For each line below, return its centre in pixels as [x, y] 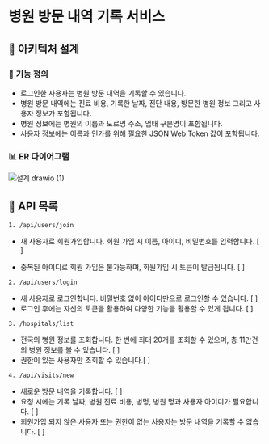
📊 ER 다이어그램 [39, 156]
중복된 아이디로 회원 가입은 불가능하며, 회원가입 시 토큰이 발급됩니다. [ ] [132, 267]
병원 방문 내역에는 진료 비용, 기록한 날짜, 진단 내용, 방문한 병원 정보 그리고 [136, 103]
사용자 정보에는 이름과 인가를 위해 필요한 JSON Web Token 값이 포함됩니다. [140, 133]
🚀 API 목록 [33, 206]
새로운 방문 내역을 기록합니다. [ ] [71, 391]
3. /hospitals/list [41, 323]
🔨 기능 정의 [28, 74]
